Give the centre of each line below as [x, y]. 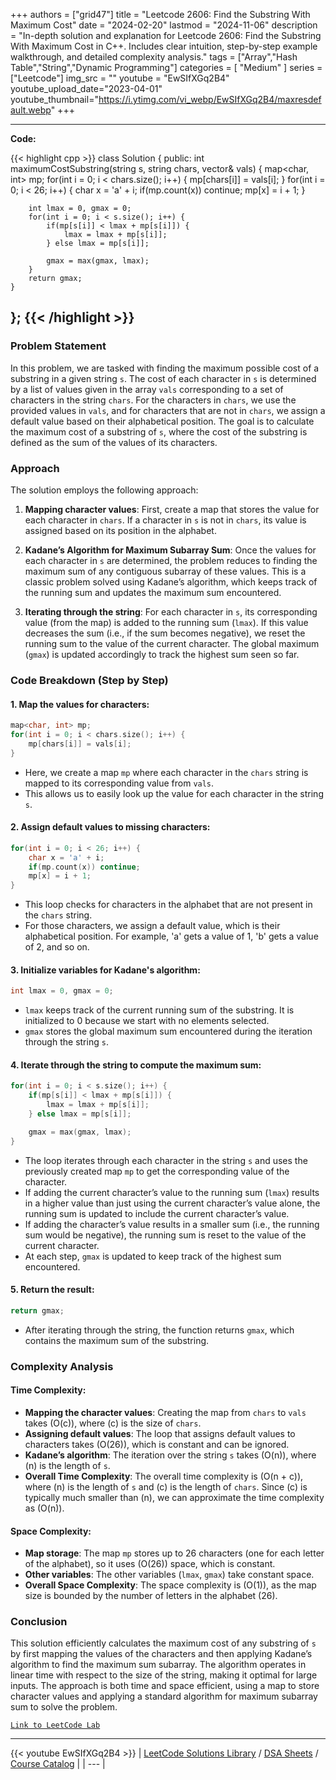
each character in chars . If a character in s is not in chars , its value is [165, 520]
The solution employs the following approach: [104, 490]
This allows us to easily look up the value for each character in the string [174, 793]
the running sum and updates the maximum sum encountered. [153, 592]
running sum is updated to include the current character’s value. [157, 1213]
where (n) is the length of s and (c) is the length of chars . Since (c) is [166, 1486]
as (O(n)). [44, 1508]
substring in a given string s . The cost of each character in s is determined [163, 378]
